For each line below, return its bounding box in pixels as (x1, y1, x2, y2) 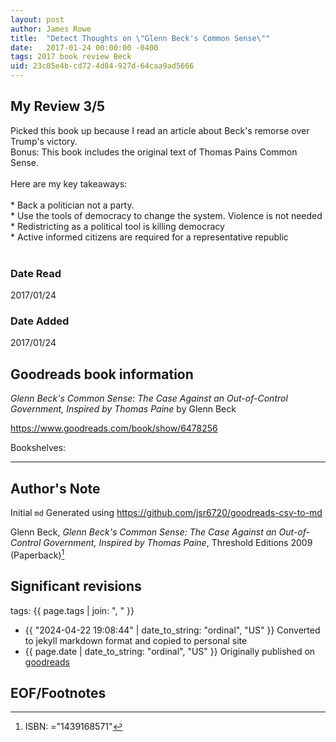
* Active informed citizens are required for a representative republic (10, 231, 289, 243)
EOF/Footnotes (10, 684, 107, 701)
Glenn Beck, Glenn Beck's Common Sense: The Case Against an (10, 526, 277, 538)
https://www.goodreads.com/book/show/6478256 (10, 422, 218, 435)
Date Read (10, 266, 62, 280)
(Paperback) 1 (10, 547, 65, 561)
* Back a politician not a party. (10, 199, 135, 211)
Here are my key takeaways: (10, 177, 128, 190)
